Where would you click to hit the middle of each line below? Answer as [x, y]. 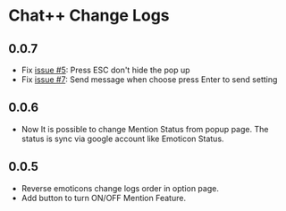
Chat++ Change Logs [89, 16]
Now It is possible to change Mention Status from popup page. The [145, 129]
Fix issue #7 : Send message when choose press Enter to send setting [149, 80]
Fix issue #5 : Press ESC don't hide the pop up [105, 70]
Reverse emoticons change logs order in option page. [120, 188]
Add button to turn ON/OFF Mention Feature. [104, 198]
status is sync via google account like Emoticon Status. [122, 139]
